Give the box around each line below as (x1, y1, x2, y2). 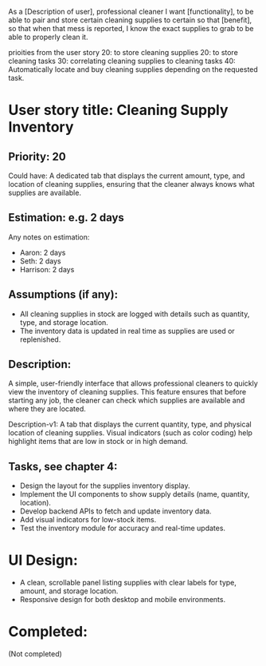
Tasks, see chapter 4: (8, 459, 118, 474)
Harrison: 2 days (19, 264, 75, 274)
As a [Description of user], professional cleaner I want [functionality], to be (8, 7, 254, 16)
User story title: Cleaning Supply (8, 101, 229, 119)
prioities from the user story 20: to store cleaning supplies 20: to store (8, 48, 239, 57)
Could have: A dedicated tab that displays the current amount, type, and (8, 171, 245, 180)
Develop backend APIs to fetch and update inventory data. (19, 506, 212, 516)
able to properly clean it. (8, 32, 88, 42)
